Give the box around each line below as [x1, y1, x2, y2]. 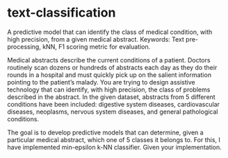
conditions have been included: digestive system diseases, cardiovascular [7, 100, 220, 108]
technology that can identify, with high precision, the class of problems [7, 85, 211, 94]
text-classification [7, 5, 116, 21]
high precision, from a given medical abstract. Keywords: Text [7, 35, 184, 43]
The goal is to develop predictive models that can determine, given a [7, 128, 204, 137]
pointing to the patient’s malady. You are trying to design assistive [7, 78, 196, 86]
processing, [7, 42, 42, 51]
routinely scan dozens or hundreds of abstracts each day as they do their [7, 63, 218, 71]
